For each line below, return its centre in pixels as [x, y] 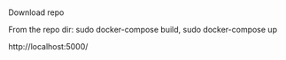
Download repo [36, 12]
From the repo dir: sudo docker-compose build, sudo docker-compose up [143, 30]
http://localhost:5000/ [48, 47]
